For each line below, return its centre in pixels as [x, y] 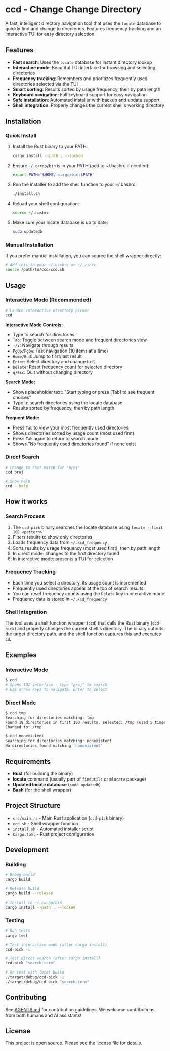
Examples [21, 655]
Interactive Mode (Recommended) [48, 300]
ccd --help [17, 486]
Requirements [28, 762]
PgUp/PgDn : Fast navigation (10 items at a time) [60, 351]
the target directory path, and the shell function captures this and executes [83, 634]
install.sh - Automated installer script [53, 829]
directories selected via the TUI [45, 84]
